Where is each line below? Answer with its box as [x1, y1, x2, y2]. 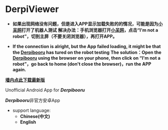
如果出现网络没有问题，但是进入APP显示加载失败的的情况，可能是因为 [12, 21, 158, 27]
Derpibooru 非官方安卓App [5, 97, 60, 103]
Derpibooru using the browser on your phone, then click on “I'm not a [12, 55, 161, 61]
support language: [12, 107, 51, 113]
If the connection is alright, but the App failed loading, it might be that [12, 43, 161, 49]
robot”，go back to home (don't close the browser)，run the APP [12, 61, 152, 67]
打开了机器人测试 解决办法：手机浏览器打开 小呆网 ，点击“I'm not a [21, 27, 158, 33]
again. [12, 66, 27, 72]
